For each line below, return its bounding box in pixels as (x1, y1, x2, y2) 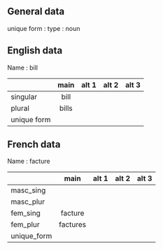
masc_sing (10, 185, 46, 195)
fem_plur (10, 220, 40, 230)
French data (7, 138, 61, 150)
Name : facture (7, 157, 50, 166)
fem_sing (10, 209, 41, 218)
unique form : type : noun (7, 24, 80, 32)
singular (10, 91, 37, 101)
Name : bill (7, 63, 38, 72)
